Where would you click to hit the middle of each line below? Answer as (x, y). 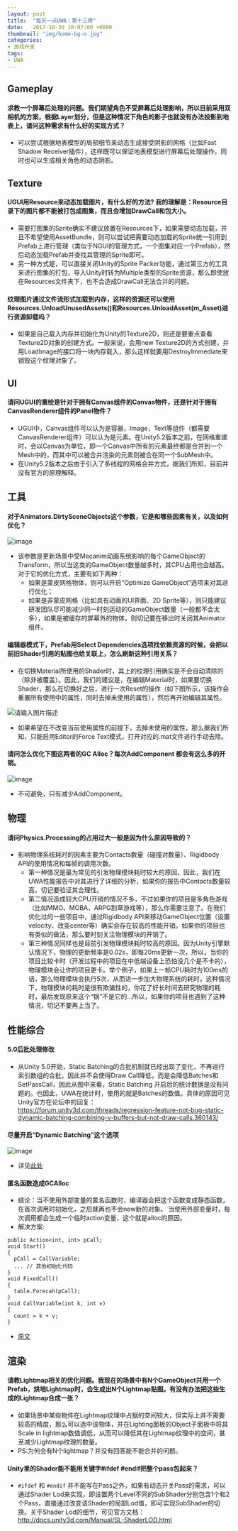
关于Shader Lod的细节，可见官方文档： (87, 1512)
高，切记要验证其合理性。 (66, 890)
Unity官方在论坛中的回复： (56, 1102)
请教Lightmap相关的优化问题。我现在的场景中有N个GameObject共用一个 (114, 1381)
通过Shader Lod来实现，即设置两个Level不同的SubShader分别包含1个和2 (124, 1494)
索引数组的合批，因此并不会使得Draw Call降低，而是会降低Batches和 (118, 1075)
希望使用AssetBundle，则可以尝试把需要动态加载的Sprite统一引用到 (129, 237)
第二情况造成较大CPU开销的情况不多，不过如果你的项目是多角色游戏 (128, 899)
